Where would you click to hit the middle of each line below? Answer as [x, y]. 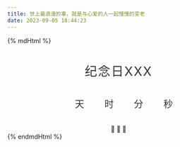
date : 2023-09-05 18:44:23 [47, 20]
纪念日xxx [119, 71]
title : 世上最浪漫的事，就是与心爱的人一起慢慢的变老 [76, 14]
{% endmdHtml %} [35, 137]
